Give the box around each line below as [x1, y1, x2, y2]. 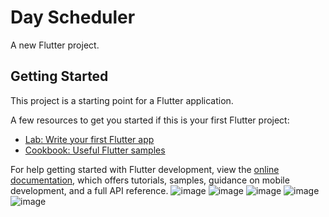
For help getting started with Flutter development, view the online [10, 163, 280, 175]
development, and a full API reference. [10, 184, 169, 196]
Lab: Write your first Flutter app [24, 133, 155, 145]
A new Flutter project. [10, 39, 100, 51]
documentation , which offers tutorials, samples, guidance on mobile [10, 174, 290, 186]
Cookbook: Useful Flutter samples [24, 144, 166, 156]
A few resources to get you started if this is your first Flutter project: [10, 114, 290, 126]
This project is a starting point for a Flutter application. [10, 94, 234, 106]
